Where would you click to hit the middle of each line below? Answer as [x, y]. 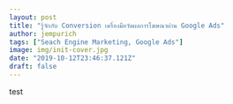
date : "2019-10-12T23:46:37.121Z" [73, 58]
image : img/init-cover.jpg [59, 50]
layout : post [33, 17]
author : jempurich [43, 33]
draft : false [33, 67]
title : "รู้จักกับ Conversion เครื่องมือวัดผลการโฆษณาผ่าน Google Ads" [117, 26]
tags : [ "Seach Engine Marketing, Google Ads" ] [96, 42]
